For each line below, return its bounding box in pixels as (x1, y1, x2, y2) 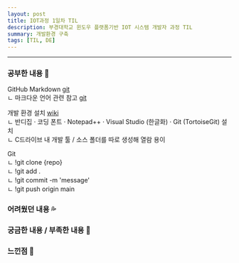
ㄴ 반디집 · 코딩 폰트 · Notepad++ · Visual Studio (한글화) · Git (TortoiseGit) (7, 118, 221, 126)
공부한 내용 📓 (7, 68, 50, 78)
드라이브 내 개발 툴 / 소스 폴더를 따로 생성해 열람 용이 (19, 135, 166, 144)
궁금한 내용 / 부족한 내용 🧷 (7, 225, 91, 235)
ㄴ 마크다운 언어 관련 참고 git (7, 93, 87, 102)
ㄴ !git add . (7, 167, 41, 175)
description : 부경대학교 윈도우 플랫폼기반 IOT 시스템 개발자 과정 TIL (7, 24, 193, 31)
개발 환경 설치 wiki (7, 108, 59, 118)
